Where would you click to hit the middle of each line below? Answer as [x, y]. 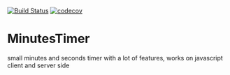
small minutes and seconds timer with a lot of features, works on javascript [115, 58]
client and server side [38, 65]
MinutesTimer [49, 39]
